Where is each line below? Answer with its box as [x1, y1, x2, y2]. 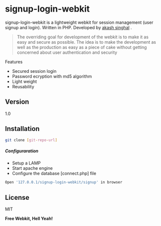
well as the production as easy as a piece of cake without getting [16, 44, 147, 50]
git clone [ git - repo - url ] [5, 137, 57, 143]
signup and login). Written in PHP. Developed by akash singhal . [5, 24, 132, 30]
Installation [5, 125, 40, 133]
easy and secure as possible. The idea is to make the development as [16, 39, 156, 45]
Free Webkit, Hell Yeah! [5, 216, 53, 222]
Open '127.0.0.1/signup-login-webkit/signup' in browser [5, 180, 123, 185]
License [5, 193, 30, 202]
